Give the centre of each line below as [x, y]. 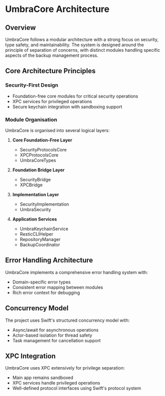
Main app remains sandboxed [43, 378]
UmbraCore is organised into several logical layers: [57, 130]
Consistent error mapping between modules [58, 287]
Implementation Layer [36, 194]
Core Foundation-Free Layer [42, 140]
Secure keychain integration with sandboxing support [67, 107]
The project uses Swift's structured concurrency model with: [68, 320]
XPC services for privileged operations [52, 101]
